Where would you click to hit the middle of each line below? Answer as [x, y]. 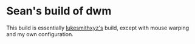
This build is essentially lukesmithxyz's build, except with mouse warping [98, 28]
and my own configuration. [40, 34]
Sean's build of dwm [59, 11]
